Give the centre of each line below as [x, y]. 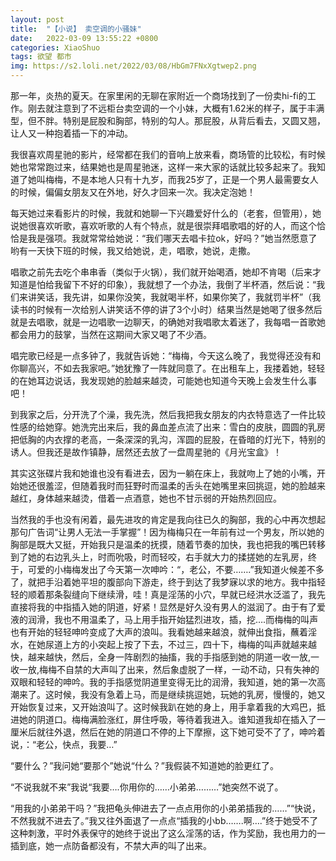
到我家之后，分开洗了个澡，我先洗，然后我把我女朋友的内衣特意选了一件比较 [168, 414]
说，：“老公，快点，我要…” [64, 744]
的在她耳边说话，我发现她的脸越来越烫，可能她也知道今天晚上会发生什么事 [163, 380]
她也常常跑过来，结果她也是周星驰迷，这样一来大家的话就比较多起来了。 [159, 167]
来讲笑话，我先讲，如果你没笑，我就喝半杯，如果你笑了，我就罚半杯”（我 [170, 297]
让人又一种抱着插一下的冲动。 [71, 133]
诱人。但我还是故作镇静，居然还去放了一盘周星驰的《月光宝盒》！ [146, 452]
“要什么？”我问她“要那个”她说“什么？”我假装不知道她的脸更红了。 [144, 765]
